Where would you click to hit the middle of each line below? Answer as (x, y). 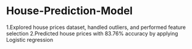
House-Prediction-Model (69, 11)
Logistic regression (30, 40)
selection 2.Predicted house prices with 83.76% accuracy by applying (92, 33)
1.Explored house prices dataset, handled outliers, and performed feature (96, 27)
